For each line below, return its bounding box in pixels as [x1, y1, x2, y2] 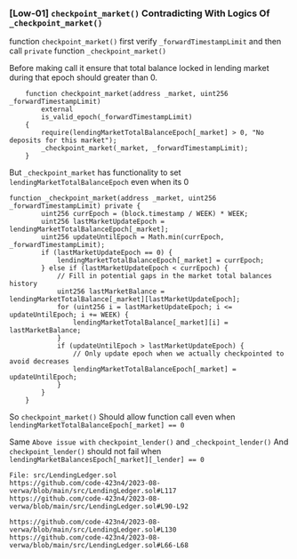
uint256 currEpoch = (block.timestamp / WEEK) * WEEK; [41, 210, 249, 219]
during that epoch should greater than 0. [9, 72, 158, 83]
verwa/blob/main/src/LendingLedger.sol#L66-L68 [9, 541, 189, 550]
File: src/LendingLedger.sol [9, 471, 117, 480]
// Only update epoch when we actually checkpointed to [72, 349, 285, 358]
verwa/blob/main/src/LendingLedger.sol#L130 [9, 525, 177, 535]
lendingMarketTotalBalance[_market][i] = [72, 318, 229, 327]
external [41, 105, 74, 114]
